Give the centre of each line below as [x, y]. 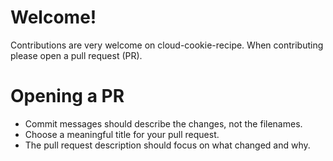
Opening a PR [67, 96]
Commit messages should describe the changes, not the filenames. [163, 123]
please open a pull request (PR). [76, 55]
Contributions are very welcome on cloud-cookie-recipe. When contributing [167, 45]
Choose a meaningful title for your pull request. [122, 134]
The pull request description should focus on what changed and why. [167, 145]
